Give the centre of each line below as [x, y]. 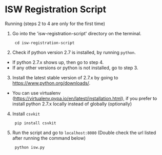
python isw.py [30, 147]
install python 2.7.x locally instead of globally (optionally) [72, 104]
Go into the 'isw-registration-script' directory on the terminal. [77, 33]
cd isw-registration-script [45, 43]
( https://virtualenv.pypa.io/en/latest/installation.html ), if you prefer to [85, 98]
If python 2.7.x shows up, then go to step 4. [58, 62]
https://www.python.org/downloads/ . [51, 83]
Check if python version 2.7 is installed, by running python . [74, 52]
